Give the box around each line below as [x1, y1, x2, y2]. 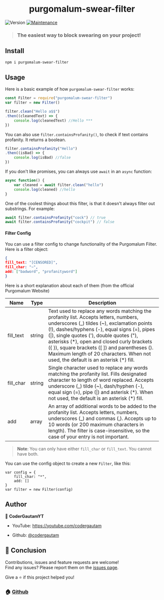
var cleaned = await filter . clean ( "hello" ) [14, 182, 104, 187]
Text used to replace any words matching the [48, 308, 152, 314]
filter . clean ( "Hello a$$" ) [5, 109, 60, 114]
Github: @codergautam [12, 532, 60, 538]
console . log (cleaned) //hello [14, 187, 76, 192]
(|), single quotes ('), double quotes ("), [48, 332, 138, 339]
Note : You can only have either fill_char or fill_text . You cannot [17, 446, 152, 452]
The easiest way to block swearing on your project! [17, 32, 141, 39]
